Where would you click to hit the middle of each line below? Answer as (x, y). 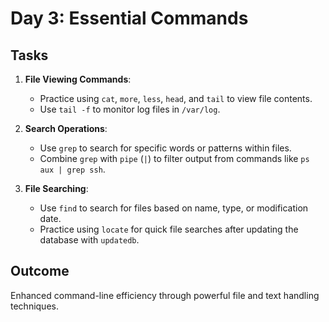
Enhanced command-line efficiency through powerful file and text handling (165, 295)
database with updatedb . (89, 240)
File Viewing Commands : (78, 79)
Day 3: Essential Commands (129, 18)
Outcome (40, 271)
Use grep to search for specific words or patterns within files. (165, 148)
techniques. (34, 306)
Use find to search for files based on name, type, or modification (174, 208)
